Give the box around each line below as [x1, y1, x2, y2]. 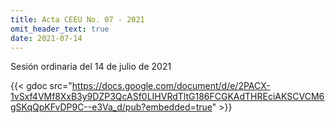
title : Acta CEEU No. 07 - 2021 [10, 14, 145, 25]
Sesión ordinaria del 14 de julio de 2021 [10, 61, 172, 73]
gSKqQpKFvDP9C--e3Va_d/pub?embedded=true [10, 101, 213, 113]
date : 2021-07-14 [10, 33, 83, 43]
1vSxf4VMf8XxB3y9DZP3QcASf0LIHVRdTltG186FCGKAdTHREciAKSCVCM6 [10, 91, 325, 103]
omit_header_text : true [10, 24, 110, 34]
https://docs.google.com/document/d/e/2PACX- [71, 80, 271, 92]
